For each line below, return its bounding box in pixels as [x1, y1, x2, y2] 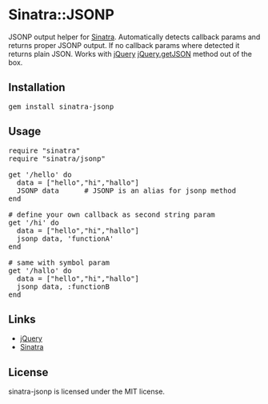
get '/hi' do [8, 218, 60, 227]
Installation [8, 81, 66, 94]
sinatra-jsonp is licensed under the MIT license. [8, 386, 166, 397]
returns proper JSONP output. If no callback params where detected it [8, 40, 240, 50]
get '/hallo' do [8, 266, 72, 275]
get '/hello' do [8, 170, 72, 179]
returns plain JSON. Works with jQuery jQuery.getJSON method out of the [8, 49, 252, 58]
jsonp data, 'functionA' [16, 234, 114, 243]
